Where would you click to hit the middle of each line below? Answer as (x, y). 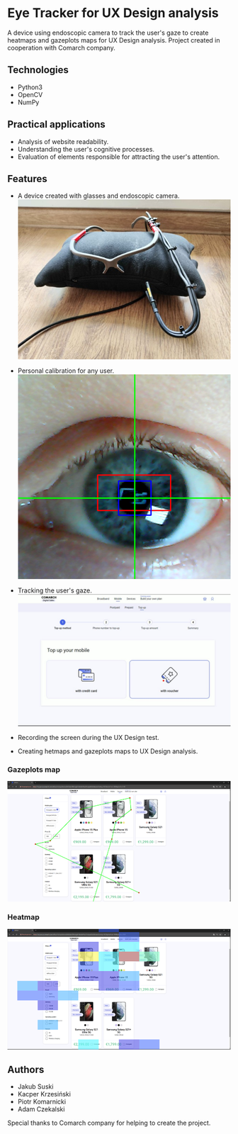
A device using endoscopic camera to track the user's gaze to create (108, 33)
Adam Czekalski (41, 1109)
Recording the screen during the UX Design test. (88, 737)
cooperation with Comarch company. (61, 47)
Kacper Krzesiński (44, 1094)
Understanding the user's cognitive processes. (86, 149)
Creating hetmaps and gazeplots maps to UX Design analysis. (108, 751)
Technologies (38, 70)
